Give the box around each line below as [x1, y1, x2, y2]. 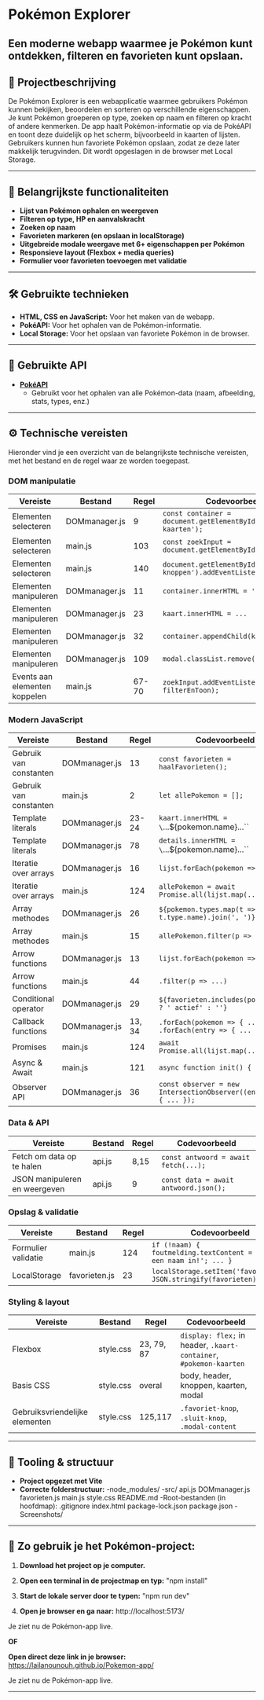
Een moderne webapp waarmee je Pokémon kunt [8, 37, 253, 50]
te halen [12, 1161, 42, 1172]
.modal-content [180, 1423, 237, 1431]
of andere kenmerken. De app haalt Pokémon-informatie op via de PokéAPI [8, 122, 251, 131]
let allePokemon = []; [158, 791, 244, 800]
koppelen [12, 690, 47, 701]
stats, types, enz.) [31, 396, 90, 406]
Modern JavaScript [8, 714, 83, 725]
